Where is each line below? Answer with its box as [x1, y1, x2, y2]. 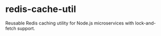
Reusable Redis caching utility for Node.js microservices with [5, 20, 134, 26]
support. [17, 25, 35, 31]
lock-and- [135, 20, 156, 26]
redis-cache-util [5, 3, 76, 15]
